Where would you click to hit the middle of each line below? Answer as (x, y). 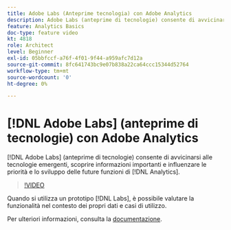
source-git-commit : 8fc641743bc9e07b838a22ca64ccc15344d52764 (98, 65)
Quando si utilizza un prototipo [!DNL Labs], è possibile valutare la (101, 198)
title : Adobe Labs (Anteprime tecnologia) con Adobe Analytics (100, 13)
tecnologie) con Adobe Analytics (103, 138)
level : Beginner (30, 52)
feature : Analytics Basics (46, 26)
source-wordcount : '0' (40, 77)
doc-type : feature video (43, 33)
